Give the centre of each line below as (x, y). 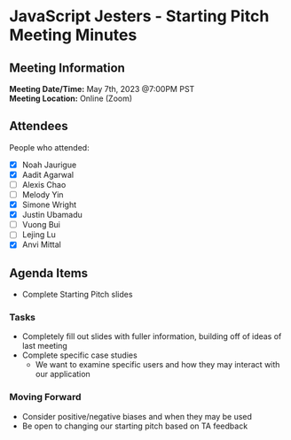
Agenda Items (49, 273)
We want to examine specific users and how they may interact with (157, 365)
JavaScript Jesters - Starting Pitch (139, 16)
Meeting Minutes (73, 35)
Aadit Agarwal (47, 174)
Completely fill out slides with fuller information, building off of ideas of (152, 336)
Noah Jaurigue (49, 165)
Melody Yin (43, 195)
